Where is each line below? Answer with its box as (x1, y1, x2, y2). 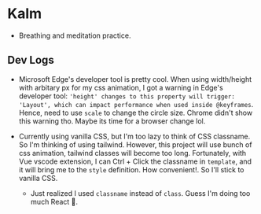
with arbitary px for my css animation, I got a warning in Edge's (18, 83, 223, 92)
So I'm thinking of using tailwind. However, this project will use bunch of (18, 139, 252, 149)
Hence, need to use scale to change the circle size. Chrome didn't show (18, 108, 253, 117)
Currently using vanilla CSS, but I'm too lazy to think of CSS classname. (18, 131, 251, 141)
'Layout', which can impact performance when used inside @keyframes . (18, 99, 254, 109)
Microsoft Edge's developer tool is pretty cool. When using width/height (18, 74, 252, 83)
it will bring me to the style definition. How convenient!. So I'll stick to (18, 164, 244, 174)
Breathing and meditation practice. (18, 31, 131, 40)
